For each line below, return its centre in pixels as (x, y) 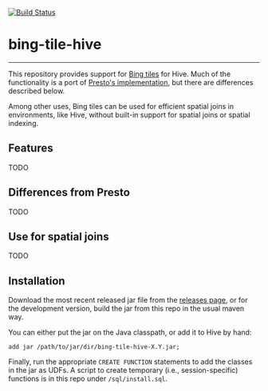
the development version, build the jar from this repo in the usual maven (126, 309)
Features (31, 149)
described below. (37, 91)
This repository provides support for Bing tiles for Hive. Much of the (120, 74)
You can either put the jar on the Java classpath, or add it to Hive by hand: (130, 332)
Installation (37, 281)
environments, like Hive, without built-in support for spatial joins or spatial (129, 115)
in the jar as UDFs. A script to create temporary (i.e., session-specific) (123, 370)
